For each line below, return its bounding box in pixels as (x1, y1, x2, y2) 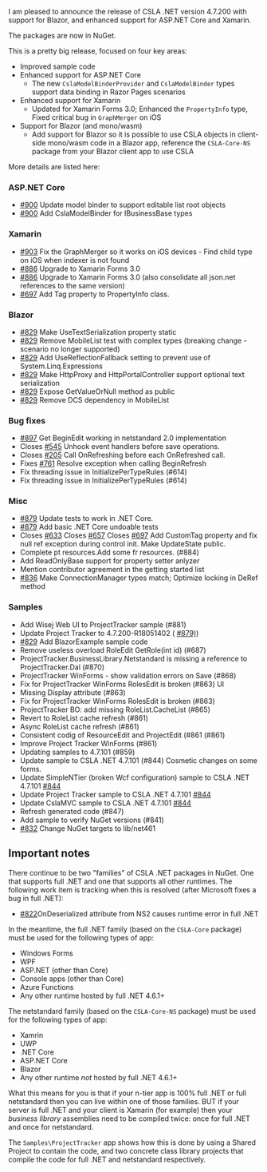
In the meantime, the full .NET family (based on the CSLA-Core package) (8, 924, 242, 934)
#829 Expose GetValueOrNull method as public (19, 387, 175, 396)
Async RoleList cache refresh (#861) (19, 721, 139, 731)
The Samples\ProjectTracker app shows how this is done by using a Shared (8, 1138, 257, 1147)
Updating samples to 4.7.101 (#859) (19, 747, 135, 757)
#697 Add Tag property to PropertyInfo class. (19, 289, 170, 299)
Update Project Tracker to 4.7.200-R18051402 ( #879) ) (19, 628, 199, 638)
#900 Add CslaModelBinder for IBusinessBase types (19, 209, 193, 218)
